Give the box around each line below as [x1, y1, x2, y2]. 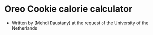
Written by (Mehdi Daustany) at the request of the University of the [11, 20, 149, 26]
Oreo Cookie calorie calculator [4, 3, 133, 15]
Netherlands [11, 25, 38, 31]
